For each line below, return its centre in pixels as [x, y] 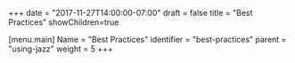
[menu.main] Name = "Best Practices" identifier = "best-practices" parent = [147, 39]
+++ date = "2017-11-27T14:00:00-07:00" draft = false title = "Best [131, 13]
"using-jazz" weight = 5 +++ [61, 49]
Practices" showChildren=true [64, 22]
